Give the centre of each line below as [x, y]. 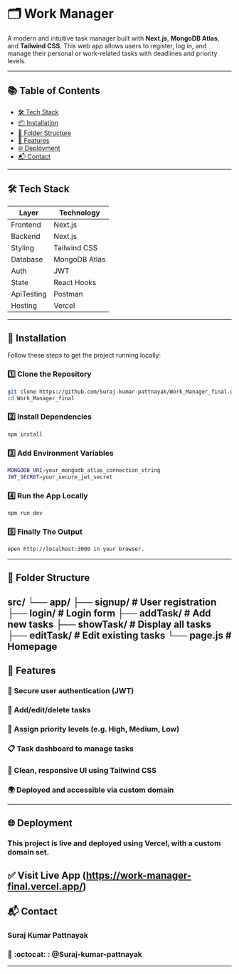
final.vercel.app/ [45, 886]
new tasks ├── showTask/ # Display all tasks [110, 624]
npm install [25, 434]
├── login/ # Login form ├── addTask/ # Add [109, 613]
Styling [22, 247]
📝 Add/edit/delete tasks [49, 710]
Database [27, 259]
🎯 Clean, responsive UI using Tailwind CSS [82, 770]
